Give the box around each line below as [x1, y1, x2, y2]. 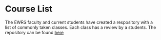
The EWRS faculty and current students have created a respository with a [5, 19, 153, 25]
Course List [5, 3, 53, 14]
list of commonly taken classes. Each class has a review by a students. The [5, 24, 156, 30]
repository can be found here [5, 29, 64, 35]
